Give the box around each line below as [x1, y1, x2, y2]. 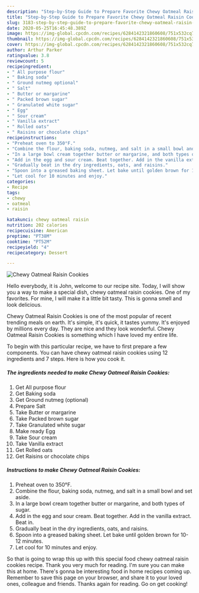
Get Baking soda [15, 390, 56, 397]
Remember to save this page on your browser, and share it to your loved [6, 574, 182, 581]
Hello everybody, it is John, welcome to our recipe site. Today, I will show [6, 283, 185, 290]
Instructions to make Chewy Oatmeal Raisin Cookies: [6, 466, 141, 473]
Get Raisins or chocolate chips [15, 453, 90, 460]
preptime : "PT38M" [6, 233, 52, 239]
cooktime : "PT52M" [6, 238, 52, 245]
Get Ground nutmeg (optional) [15, 397, 89, 404]
